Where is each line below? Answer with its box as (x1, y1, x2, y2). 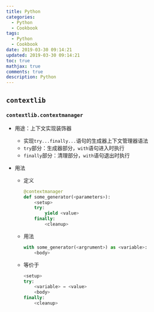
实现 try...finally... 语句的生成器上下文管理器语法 (23, 137, 149, 144)
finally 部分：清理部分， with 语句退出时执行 (23, 152, 130, 159)
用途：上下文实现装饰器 (14, 125, 72, 132)
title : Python (6, 8, 41, 15)
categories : (6, 14, 35, 20)
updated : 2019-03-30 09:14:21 (6, 52, 81, 58)
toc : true (6, 58, 31, 63)
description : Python (6, 74, 57, 80)
